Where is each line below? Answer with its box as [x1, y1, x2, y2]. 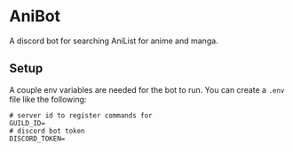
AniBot [9, 6, 60, 27]
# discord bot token [9, 126, 86, 135]
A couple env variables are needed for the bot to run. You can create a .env [9, 84, 285, 95]
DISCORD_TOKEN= [9, 134, 66, 143]
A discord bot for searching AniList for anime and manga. [9, 35, 219, 46]
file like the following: [9, 94, 87, 104]
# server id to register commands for [9, 110, 153, 120]
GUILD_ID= [9, 118, 46, 127]
